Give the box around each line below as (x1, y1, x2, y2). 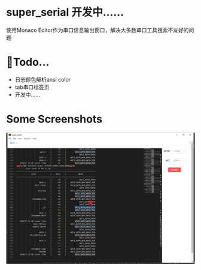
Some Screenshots (6, 112, 103, 126)
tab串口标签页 (14, 83, 50, 91)
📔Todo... (6, 55, 50, 69)
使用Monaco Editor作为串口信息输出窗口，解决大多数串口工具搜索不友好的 (6, 26, 189, 34)
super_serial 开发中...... (6, 5, 124, 19)
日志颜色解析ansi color (14, 76, 71, 83)
